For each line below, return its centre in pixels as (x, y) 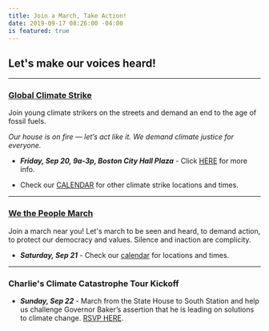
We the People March (51, 214)
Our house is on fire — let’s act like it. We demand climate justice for (121, 137)
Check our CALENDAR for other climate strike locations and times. (129, 185)
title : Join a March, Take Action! (68, 16)
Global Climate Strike (50, 96)
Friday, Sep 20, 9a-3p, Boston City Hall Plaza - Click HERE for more (134, 161)
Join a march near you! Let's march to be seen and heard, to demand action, (134, 231)
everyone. (25, 145)
